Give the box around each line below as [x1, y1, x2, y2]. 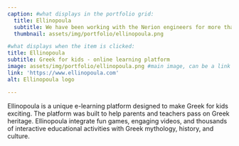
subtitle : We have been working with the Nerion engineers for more [14, 23, 221, 30]
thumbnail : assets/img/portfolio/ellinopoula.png [14, 30, 164, 38]
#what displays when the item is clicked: [7, 43, 135, 50]
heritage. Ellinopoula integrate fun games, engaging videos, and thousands [7, 116, 228, 125]
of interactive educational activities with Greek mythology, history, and [7, 124, 214, 133]
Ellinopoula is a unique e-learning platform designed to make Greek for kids [7, 101, 229, 110]
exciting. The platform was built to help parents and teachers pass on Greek [7, 109, 230, 118]
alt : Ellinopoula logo [7, 76, 75, 83]
